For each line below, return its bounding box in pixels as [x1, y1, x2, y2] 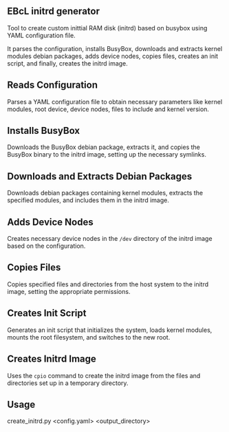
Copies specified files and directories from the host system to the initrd [7, 279, 208, 288]
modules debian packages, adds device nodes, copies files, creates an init [7, 52, 219, 60]
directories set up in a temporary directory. [7, 379, 129, 387]
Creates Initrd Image [7, 353, 96, 365]
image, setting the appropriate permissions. [7, 287, 131, 295]
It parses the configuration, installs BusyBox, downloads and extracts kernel [7, 44, 223, 52]
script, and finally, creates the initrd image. [7, 59, 129, 68]
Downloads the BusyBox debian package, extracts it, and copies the [7, 143, 201, 151]
